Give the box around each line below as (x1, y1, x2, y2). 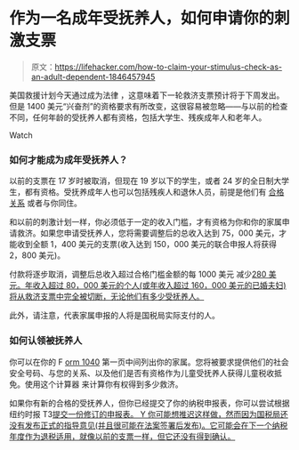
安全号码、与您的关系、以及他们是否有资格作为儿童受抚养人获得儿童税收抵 (9, 367, 282, 378)
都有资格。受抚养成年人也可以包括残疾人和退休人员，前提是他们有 (24, 187, 267, 197)
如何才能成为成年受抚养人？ (9, 153, 128, 165)
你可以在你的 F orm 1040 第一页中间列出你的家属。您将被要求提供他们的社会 (9, 357, 289, 367)
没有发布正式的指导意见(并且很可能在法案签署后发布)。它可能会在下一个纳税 (9, 420, 288, 430)
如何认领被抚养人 (9, 334, 83, 347)
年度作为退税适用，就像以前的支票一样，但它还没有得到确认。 (9, 430, 236, 441)
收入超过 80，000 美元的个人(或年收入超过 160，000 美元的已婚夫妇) (32, 280, 287, 291)
